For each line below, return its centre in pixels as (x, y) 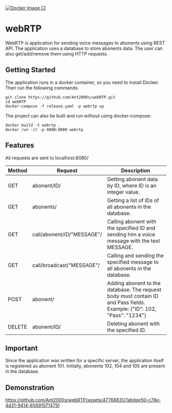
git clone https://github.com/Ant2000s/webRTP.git (60, 97)
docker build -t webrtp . (33, 125)
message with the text (133, 240)
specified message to (133, 262)
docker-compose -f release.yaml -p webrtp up (55, 106)
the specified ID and (131, 228)
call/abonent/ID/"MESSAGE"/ (67, 234)
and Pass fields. (126, 302)
